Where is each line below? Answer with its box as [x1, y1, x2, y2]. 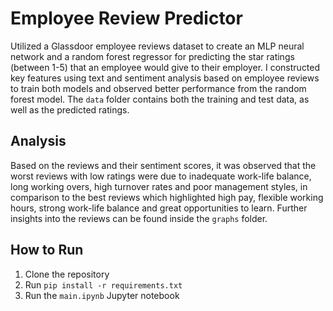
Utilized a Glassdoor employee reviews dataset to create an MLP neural [10, 40, 305, 52]
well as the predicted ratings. [10, 103, 130, 116]
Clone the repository [24, 268, 110, 280]
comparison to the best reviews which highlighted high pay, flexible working [10, 191, 324, 203]
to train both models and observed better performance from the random [10, 82, 307, 94]
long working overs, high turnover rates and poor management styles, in [10, 180, 308, 192]
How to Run [10, 242, 84, 259]
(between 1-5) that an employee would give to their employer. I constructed [10, 61, 321, 73]
